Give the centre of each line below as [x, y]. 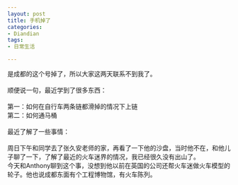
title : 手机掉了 [29, 20]
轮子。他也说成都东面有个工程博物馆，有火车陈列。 [82, 174]
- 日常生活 [21, 47]
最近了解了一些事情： [38, 132]
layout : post [27, 14]
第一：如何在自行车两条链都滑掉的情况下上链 [73, 106]
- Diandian [23, 34]
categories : [25, 27]
